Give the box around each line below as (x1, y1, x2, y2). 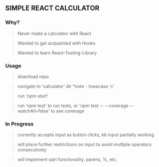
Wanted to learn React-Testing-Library (17, 49, 97, 55)
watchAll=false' (17, 107, 50, 114)
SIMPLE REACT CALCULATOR (5, 4, 100, 12)
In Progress (5, 120, 34, 127)
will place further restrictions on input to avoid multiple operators (17, 141, 152, 147)
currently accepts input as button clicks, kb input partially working (17, 132, 154, 138)
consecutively (17, 147, 47, 153)
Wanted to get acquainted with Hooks (17, 40, 96, 46)
